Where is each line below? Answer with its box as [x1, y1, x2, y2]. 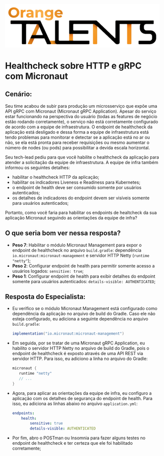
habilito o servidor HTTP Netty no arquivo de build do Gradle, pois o [12, 345, 149, 351]
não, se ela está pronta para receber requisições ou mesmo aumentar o [5, 139, 150, 145]
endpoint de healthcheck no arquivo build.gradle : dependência [12, 247, 142, 253]
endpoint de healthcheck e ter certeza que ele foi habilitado [12, 440, 133, 446]
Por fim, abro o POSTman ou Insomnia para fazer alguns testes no [12, 435, 146, 441]
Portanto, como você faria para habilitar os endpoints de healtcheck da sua [5, 210, 157, 216]
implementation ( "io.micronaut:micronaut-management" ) [12, 331, 124, 336]
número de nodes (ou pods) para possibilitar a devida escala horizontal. [5, 144, 150, 150]
